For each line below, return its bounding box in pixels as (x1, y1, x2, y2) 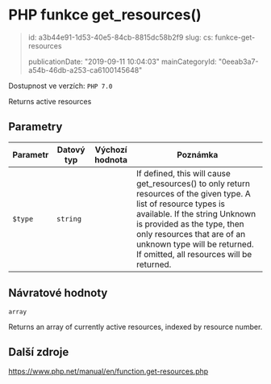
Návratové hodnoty (8, 286, 108, 300)
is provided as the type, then (135, 218, 244, 230)
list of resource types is (135, 198, 226, 209)
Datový (56, 144, 85, 155)
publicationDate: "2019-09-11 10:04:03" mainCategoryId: (27, 57, 217, 66)
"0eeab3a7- (218, 57, 259, 66)
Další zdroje (8, 345, 69, 359)
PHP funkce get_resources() (8, 6, 202, 24)
